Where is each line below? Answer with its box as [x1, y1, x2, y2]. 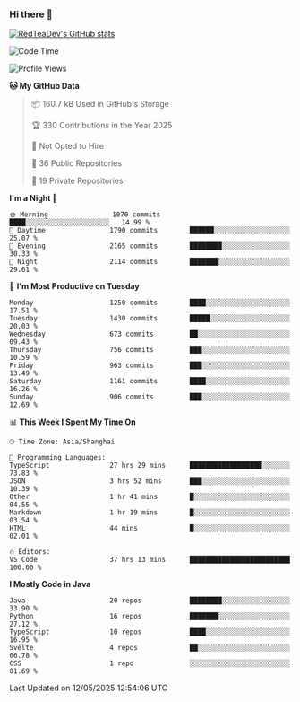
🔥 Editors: [9, 548, 51, 557]
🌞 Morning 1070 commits [9, 210, 161, 219]
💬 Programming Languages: [9, 453, 106, 462]
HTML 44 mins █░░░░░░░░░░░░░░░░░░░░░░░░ [9, 524, 291, 533]
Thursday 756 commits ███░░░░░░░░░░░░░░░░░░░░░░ [9, 346, 291, 355]
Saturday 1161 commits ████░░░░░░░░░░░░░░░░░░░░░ [9, 377, 291, 386]
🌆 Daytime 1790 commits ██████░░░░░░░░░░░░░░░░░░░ [9, 226, 291, 235]
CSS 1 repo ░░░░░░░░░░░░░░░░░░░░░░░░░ [9, 659, 291, 668]
